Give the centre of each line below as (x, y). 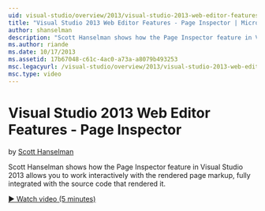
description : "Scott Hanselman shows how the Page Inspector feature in (130, 37)
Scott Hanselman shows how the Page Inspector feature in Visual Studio (125, 167)
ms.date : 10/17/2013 (42, 52)
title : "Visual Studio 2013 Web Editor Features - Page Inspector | (123, 23)
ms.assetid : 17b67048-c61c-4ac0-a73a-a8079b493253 (93, 60)
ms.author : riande (38, 45)
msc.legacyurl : (33, 67)
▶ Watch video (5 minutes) (52, 198)
